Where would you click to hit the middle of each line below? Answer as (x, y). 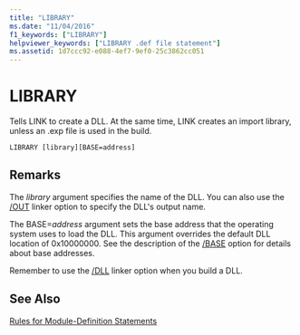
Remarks (35, 175)
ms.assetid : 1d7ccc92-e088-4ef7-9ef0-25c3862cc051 (107, 52)
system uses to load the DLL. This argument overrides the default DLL (140, 234)
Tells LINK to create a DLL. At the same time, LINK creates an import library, (150, 121)
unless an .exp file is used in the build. (81, 131)
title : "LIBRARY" (42, 18)
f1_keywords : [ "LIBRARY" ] (58, 34)
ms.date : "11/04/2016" (52, 26)
